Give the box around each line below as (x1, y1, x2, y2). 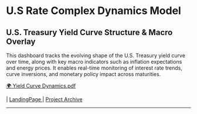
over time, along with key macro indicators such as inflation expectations (6, 58, 182, 65)
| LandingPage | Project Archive (6, 96, 83, 103)
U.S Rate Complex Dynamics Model (6, 4, 182, 18)
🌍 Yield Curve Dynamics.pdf (6, 82, 76, 89)
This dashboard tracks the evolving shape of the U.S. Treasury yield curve (6, 52, 186, 59)
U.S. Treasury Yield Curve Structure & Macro (6, 27, 173, 37)
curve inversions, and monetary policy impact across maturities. (6, 71, 161, 77)
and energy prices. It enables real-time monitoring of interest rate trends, (6, 64, 183, 71)
